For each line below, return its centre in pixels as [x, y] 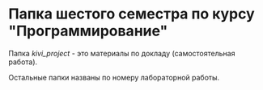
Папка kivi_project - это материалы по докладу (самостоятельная [122, 53]
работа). [23, 62]
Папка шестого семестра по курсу [131, 14]
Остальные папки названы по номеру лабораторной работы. [114, 77]
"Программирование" [88, 31]
